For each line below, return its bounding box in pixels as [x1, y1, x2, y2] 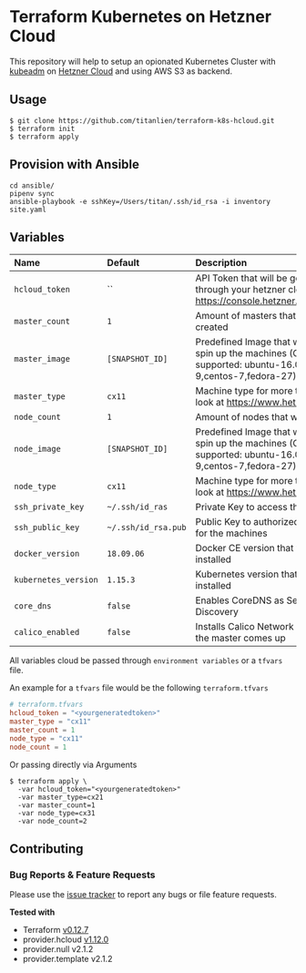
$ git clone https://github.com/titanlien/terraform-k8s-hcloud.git [9, 116, 275, 125]
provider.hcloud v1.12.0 [22, 934, 109, 945]
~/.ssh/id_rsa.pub [107, 522, 187, 533]
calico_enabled [14, 627, 80, 638]
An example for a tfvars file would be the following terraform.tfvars [9, 682, 269, 693]
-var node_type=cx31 [17, 808, 96, 817]
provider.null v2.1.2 [22, 944, 94, 955]
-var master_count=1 [17, 800, 96, 810]
